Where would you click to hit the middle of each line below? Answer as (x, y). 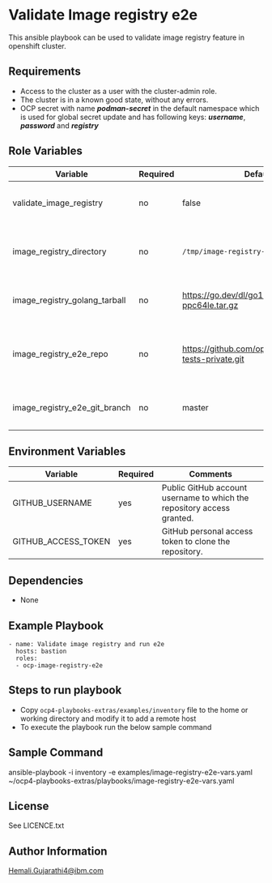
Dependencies (46, 580)
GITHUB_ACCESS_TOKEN (62, 542)
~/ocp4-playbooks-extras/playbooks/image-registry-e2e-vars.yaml (121, 781)
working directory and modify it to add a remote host (108, 718)
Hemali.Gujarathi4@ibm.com (56, 871)
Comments (211, 474)
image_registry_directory (59, 251)
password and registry (59, 125)
